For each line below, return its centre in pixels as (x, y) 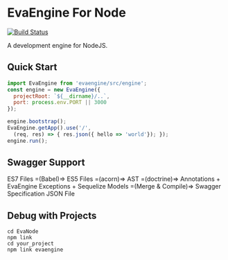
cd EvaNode (23, 232)
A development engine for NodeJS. (58, 45)
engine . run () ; (28, 141)
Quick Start (32, 67)
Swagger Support (46, 163)
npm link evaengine (35, 250)
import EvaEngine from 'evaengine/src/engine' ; (77, 83)
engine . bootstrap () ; (37, 122)
